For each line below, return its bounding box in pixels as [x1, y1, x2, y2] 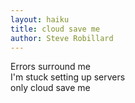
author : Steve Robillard [10, 33, 114, 43]
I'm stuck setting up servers [10, 71, 126, 83]
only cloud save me [10, 82, 91, 94]
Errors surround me [10, 61, 92, 73]
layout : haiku [10, 14, 70, 25]
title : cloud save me [10, 24, 101, 34]
